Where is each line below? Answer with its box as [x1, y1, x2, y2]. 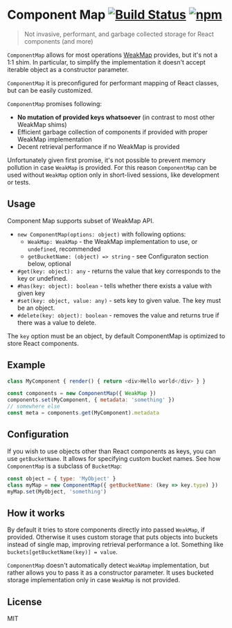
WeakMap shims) [17, 120, 67, 128]
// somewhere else [7, 403, 60, 410]
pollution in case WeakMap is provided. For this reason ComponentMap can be [7, 163, 217, 171]
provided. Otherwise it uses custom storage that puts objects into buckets [7, 533, 218, 541]
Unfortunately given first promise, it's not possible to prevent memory [7, 156, 206, 164]
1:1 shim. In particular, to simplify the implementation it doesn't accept [7, 58, 206, 66]
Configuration [7, 428, 69, 440]
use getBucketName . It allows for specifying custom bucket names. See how [7, 454, 221, 462]
